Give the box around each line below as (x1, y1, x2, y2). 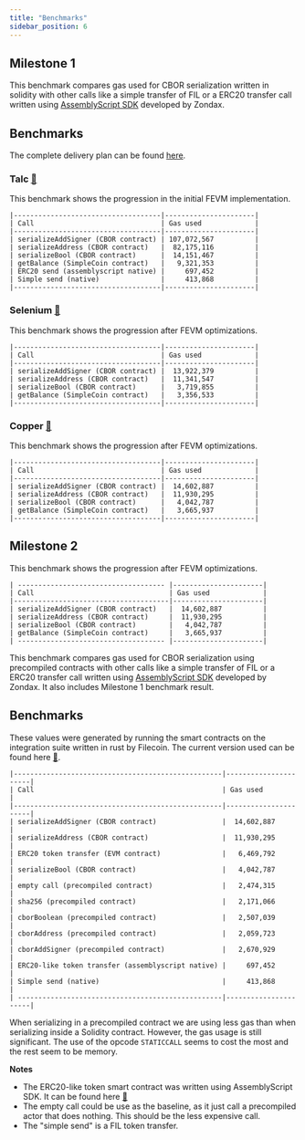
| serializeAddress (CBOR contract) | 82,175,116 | (9, 243, 259, 252)
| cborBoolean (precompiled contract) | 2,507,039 (9, 913, 276, 922)
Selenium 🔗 (9, 304, 61, 317)
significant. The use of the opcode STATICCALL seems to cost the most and (9, 1036, 289, 1047)
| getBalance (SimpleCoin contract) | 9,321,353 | (9, 259, 259, 268)
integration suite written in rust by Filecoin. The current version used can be (9, 741, 295, 753)
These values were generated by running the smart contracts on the (9, 732, 267, 743)
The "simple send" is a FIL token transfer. (22, 1120, 179, 1131)
